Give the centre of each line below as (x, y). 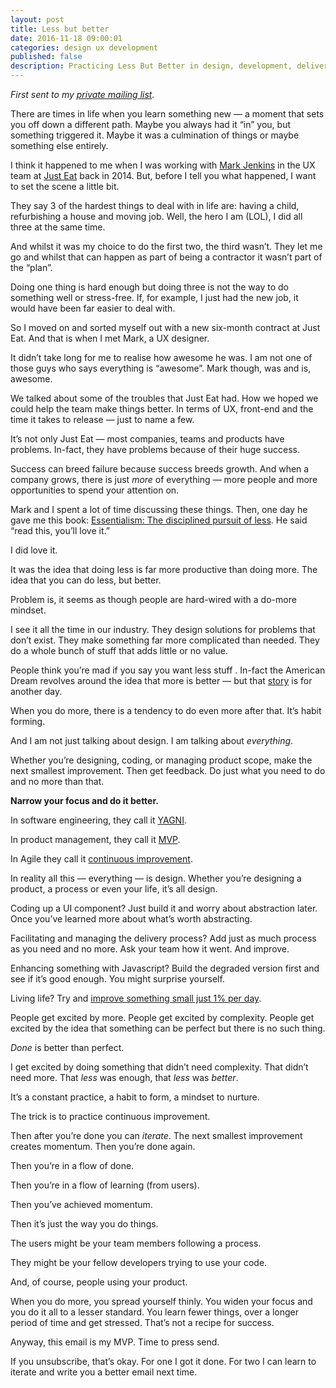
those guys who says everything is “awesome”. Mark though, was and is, (161, 368)
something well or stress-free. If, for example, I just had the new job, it (154, 297)
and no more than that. (57, 781)
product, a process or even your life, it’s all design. (114, 889)
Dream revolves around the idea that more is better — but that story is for (161, 680)
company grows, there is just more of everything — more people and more (164, 479)
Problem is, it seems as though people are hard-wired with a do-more (153, 599)
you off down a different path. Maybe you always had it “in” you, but (151, 124)
